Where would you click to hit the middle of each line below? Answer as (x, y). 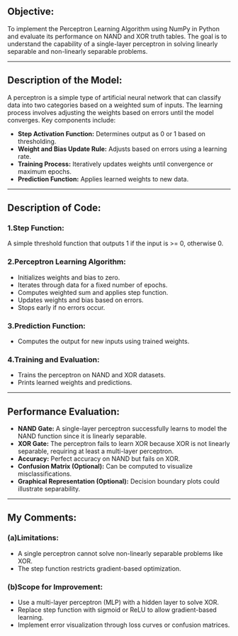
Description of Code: (54, 208)
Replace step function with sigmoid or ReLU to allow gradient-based (117, 610)
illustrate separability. (49, 489)
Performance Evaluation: (64, 412)
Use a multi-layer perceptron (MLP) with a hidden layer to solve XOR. (118, 602)
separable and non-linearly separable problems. (78, 51)
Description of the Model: (65, 80)
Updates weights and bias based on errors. (80, 300)
